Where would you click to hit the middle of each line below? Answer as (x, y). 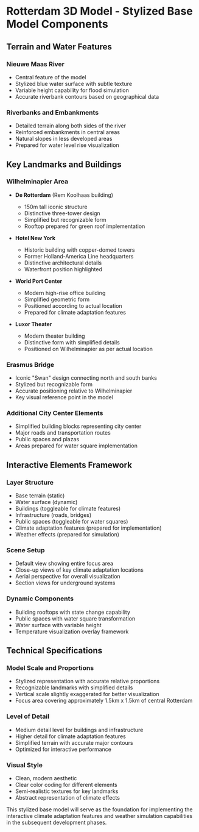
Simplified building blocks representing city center (78, 426)
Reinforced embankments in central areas (68, 132)
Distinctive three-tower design (62, 213)
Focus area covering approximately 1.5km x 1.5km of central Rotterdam (104, 701)
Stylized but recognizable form (54, 385)
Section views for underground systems (65, 583)
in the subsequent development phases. (57, 823)
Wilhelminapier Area (37, 182)
